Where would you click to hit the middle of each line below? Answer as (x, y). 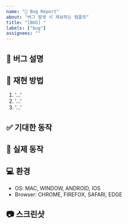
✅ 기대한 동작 (29, 127)
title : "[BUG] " (26, 22)
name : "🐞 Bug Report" (33, 11)
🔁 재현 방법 (25, 80)
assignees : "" (24, 34)
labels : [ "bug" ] (26, 28)
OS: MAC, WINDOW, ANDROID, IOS (58, 188)
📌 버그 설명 (25, 58)
